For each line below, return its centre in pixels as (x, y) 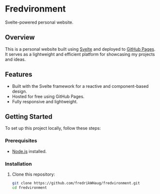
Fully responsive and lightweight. (45, 101)
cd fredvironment (29, 187)
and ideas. (15, 59)
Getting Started (29, 117)
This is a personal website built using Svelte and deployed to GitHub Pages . (80, 49)
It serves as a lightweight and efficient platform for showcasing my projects (80, 54)
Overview (20, 37)
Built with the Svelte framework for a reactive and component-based (80, 86)
